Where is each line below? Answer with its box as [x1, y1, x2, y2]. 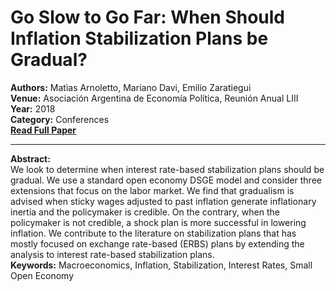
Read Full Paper [10, 124, 77, 136]
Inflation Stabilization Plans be [10, 27, 269, 50]
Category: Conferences [10, 113, 110, 125]
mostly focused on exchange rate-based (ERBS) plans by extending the [10, 237, 305, 250]
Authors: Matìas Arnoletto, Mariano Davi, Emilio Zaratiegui [10, 81, 252, 93]
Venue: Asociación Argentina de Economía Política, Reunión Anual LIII [10, 92, 299, 104]
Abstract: [10, 152, 51, 165]
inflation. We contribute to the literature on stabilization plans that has [10, 227, 297, 239]
